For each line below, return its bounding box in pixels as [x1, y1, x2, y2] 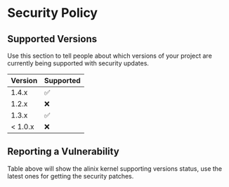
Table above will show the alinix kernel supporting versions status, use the [7, 164, 223, 173]
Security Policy [7, 5, 98, 21]
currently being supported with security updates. [7, 59, 150, 67]
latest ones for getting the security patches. [7, 172, 134, 180]
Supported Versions [7, 33, 97, 45]
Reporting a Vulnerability [7, 146, 119, 157]
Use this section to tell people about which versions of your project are [7, 51, 212, 60]
